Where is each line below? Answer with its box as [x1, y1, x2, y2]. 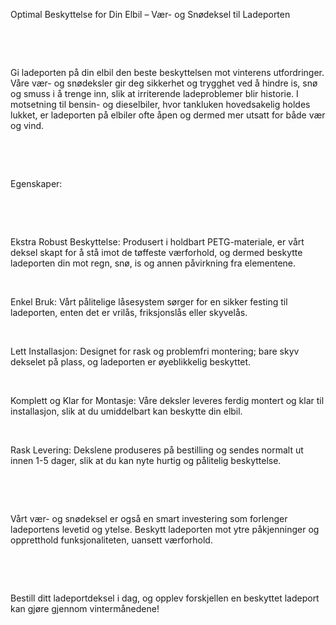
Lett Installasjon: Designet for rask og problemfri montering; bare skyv [10, 345, 300, 357]
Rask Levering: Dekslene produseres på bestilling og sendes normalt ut [10, 444, 304, 456]
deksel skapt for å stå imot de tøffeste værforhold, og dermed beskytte [10, 247, 303, 258]
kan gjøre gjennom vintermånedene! [10, 603, 160, 614]
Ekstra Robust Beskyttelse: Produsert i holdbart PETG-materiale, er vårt [10, 236, 305, 248]
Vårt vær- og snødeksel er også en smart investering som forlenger [10, 513, 288, 524]
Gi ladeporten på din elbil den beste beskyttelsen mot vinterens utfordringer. [10, 67, 325, 78]
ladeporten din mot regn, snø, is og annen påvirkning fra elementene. [10, 257, 297, 269]
